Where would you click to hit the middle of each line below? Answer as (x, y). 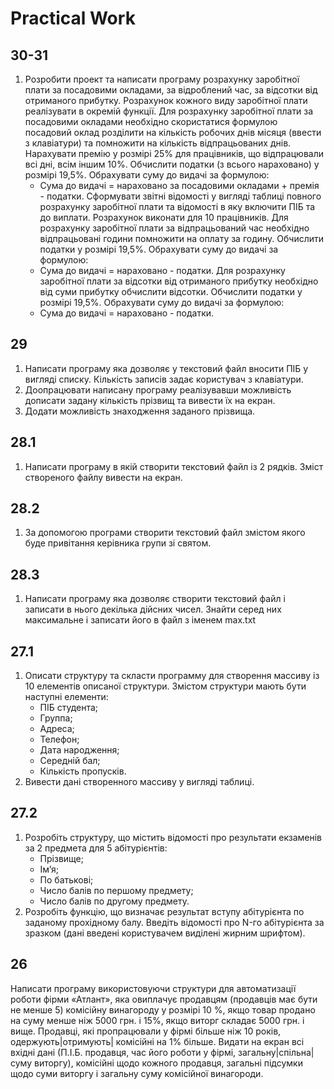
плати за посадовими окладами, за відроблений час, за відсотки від (171, 90)
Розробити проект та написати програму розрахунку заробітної (162, 79)
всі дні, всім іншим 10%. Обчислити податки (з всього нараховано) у (172, 164)
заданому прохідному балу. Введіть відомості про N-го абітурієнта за (174, 922)
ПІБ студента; (69, 708)
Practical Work (73, 18)
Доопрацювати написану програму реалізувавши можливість (158, 389)
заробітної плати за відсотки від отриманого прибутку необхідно (179, 281)
